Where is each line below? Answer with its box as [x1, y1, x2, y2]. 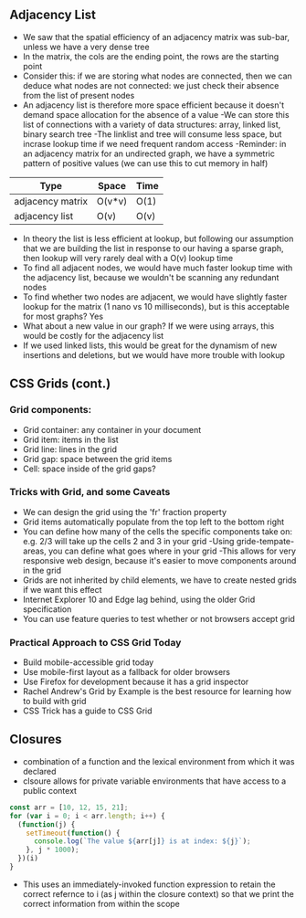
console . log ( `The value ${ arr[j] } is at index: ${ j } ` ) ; [33, 837, 251, 846]
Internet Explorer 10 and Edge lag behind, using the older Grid [22, 594, 256, 605]
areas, [22, 545, 47, 556]
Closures [9, 732, 62, 747]
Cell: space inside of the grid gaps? [22, 463, 157, 474]
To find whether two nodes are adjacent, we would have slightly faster [22, 291, 288, 302]
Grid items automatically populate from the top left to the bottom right [22, 516, 285, 527]
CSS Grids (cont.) [9, 376, 111, 392]
